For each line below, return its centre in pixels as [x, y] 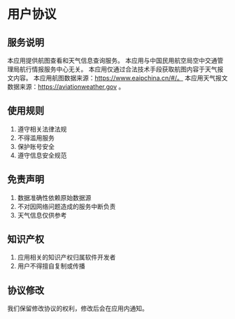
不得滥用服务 [36, 138]
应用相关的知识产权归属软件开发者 [66, 257]
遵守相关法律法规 [42, 129]
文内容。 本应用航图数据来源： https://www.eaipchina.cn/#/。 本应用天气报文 [117, 78]
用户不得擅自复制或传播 [51, 266]
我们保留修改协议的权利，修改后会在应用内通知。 [78, 309]
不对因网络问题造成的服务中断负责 [66, 206]
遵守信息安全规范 [42, 155]
